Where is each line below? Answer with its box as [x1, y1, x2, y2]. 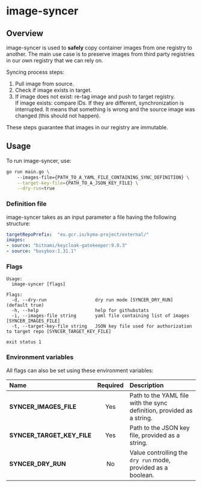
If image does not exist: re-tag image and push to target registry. [14, 93, 176, 100]
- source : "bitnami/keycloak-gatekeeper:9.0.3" [6, 242, 128, 249]
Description [129, 381, 164, 389]
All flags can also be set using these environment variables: [6, 367, 154, 374]
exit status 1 [6, 339, 42, 345]
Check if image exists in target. [14, 87, 92, 94]
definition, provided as [129, 406, 193, 414]
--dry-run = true [17, 185, 55, 192]
